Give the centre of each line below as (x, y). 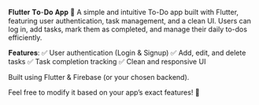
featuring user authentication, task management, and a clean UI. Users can (130, 21)
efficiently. (25, 38)
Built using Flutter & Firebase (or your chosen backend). (99, 77)
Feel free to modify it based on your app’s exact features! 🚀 (104, 92)
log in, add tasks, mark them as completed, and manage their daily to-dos (128, 29)
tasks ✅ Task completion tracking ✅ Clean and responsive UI (107, 62)
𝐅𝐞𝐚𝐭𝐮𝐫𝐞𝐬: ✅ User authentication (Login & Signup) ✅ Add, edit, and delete (127, 52)
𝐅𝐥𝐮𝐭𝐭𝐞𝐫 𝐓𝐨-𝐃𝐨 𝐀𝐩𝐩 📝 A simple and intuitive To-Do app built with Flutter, (123, 12)
